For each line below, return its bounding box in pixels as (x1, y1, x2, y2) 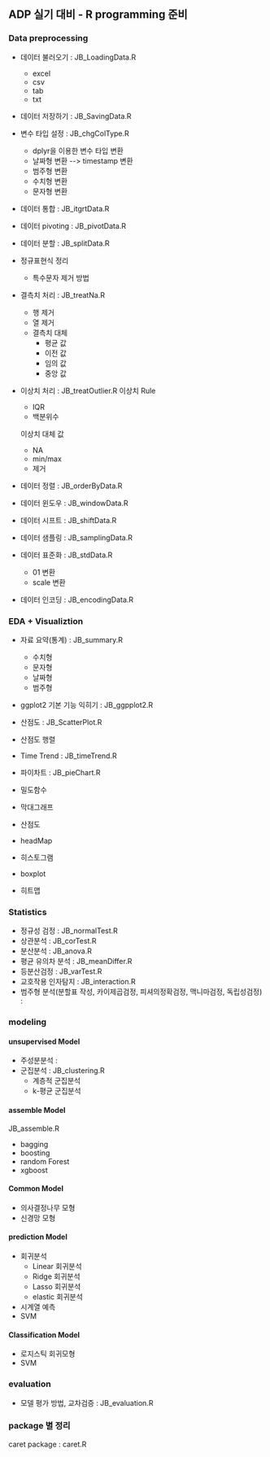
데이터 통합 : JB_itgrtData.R (20, 203, 110, 213)
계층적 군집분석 (32, 1076, 81, 1086)
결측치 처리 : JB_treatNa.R (20, 290, 106, 299)
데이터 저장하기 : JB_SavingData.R (20, 111, 132, 120)
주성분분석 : (20, 1056, 59, 1066)
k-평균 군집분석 (32, 1086, 81, 1096)
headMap (20, 835, 53, 845)
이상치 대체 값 (20, 429, 64, 438)
